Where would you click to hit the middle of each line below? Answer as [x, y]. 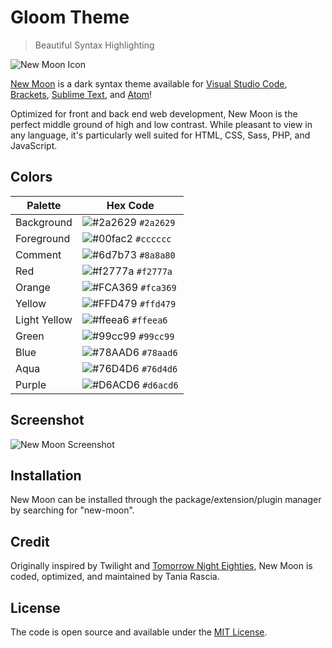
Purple [31, 384]
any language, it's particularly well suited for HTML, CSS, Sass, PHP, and [160, 135]
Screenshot [47, 420]
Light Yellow [44, 319]
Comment [38, 254]
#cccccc [153, 239]
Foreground [43, 238]
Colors [31, 177]
